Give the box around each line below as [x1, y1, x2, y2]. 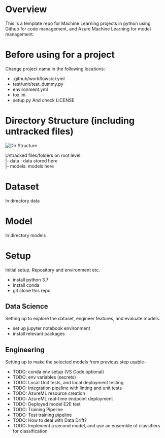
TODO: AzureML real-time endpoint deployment [12, 396, 113, 402]
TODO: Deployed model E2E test [12, 401, 81, 407]
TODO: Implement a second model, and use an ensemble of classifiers [12, 423, 160, 429]
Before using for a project [5, 49, 115, 60]
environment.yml [12, 86, 48, 92]
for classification [12, 428, 48, 434]
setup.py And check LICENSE [12, 97, 75, 103]
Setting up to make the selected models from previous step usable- [5, 359, 146, 365]
